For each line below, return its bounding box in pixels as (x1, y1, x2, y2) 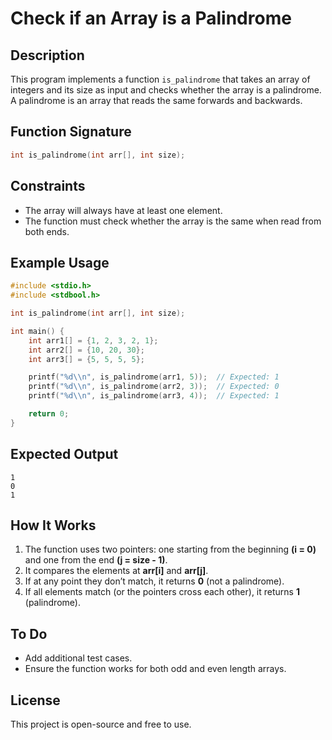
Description (10, 47, 85, 64)
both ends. (24, 225, 70, 237)
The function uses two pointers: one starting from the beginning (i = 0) (24, 543, 317, 556)
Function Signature (10, 123, 132, 141)
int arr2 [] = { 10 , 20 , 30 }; (28, 345, 145, 355)
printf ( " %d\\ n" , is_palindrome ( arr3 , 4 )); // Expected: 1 (28, 391, 280, 401)
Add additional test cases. (24, 652, 133, 664)
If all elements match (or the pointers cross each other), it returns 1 (24, 586, 300, 598)
